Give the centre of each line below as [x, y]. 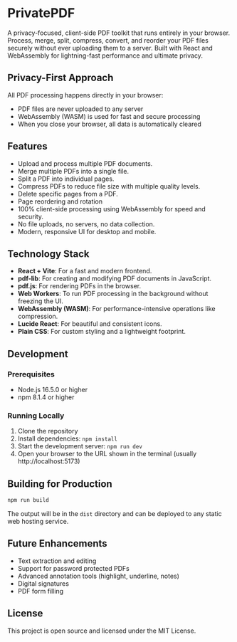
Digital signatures [43, 583]
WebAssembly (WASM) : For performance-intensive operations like [116, 309]
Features [27, 146]
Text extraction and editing [57, 561]
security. [31, 216]
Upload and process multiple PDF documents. [85, 163]
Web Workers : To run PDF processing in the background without [113, 294]
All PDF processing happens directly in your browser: [85, 95]
